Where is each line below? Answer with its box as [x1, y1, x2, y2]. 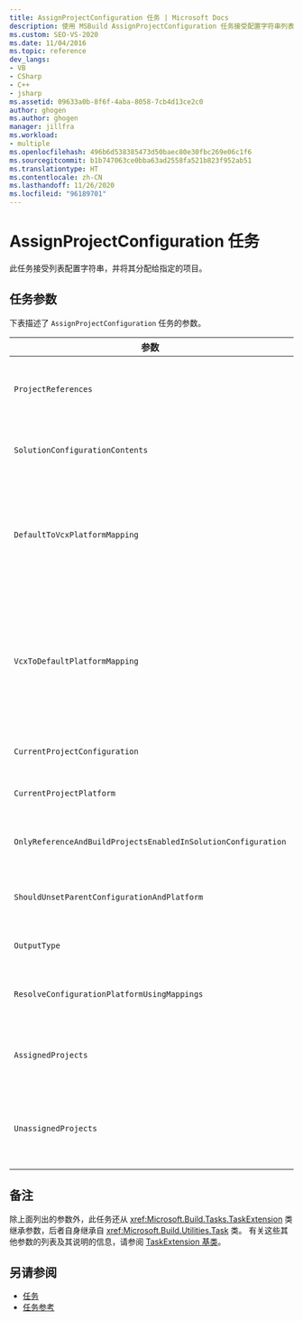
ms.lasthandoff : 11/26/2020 [9, 181, 115, 191]
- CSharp [9, 72, 42, 81]
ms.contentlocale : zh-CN [9, 172, 103, 181]
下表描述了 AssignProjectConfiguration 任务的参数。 [9, 317, 207, 328]
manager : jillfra [9, 123, 75, 132]
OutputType [14, 940, 60, 951]
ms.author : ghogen [9, 114, 78, 123]
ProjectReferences [14, 384, 93, 394]
